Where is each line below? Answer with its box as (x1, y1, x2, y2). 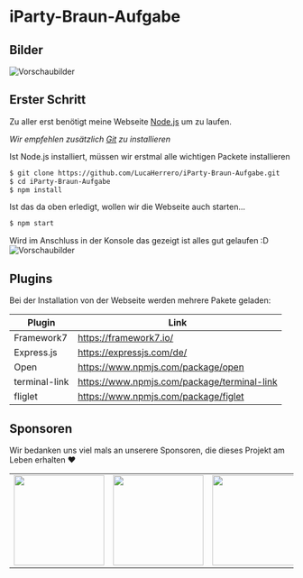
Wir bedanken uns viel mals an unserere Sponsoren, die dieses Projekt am (9, 445, 286, 455)
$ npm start (9, 219, 54, 228)
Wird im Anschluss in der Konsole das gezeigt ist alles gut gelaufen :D (9, 235, 269, 246)
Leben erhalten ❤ (9, 454, 77, 465)
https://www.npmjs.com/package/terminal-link (78, 376, 278, 389)
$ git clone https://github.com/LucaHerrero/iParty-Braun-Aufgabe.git (9, 169, 280, 178)
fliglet (14, 390, 38, 403)
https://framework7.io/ (78, 332, 174, 344)
